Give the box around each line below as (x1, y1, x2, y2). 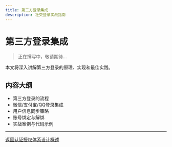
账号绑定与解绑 (12, 114, 45, 120)
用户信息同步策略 (12, 108, 49, 114)
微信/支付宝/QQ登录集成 (12, 102, 64, 108)
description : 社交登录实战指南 (5, 12, 66, 17)
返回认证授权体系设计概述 (5, 136, 59, 143)
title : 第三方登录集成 (5, 7, 49, 13)
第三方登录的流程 (12, 95, 49, 102)
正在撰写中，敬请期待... (17, 54, 67, 60)
